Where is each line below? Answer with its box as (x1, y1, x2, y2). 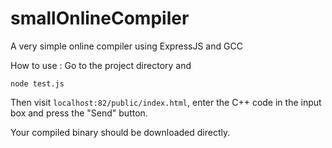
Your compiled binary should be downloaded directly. (10, 126, 231, 138)
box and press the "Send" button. (10, 107, 148, 119)
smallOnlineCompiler (10, 7, 190, 30)
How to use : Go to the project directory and (10, 59, 192, 71)
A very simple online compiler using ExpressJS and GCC (10, 40, 243, 52)
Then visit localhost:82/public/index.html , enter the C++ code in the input (10, 96, 322, 108)
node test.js (10, 78, 65, 89)
